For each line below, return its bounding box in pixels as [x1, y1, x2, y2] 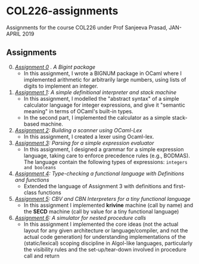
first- [173, 182, 186, 190]
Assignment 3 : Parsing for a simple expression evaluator [14, 139, 154, 147]
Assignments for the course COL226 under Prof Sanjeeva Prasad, [6, 24, 168, 31]
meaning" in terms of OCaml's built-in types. [23, 107, 133, 114]
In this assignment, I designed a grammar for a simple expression [23, 145, 184, 153]
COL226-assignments [6, 4, 119, 18]
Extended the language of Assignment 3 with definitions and [23, 182, 173, 190]
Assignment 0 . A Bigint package [14, 63, 96, 70]
